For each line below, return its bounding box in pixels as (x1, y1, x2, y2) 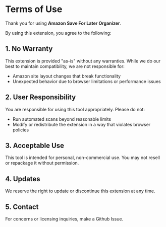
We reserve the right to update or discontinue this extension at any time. (5, 188, 155, 194)
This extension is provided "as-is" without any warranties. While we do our (5, 58, 160, 64)
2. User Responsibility (5, 93, 76, 102)
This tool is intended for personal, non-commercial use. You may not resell (5, 155, 160, 161)
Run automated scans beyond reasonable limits (12, 116, 112, 122)
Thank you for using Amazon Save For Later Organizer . (5, 20, 122, 26)
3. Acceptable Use (5, 141, 65, 149)
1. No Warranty (5, 44, 53, 53)
